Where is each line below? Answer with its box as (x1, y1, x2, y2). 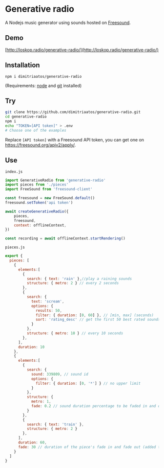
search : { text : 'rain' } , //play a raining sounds (26, 276, 132, 281)
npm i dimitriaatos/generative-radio (5, 74, 82, 79)
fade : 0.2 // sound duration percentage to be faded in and (31, 404, 156, 409)
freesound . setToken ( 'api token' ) (5, 200, 73, 205)
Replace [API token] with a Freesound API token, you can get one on (5, 137, 144, 142)
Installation (5, 61, 40, 70)
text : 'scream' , (31, 299, 64, 304)
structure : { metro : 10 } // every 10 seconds (26, 331, 123, 336)
